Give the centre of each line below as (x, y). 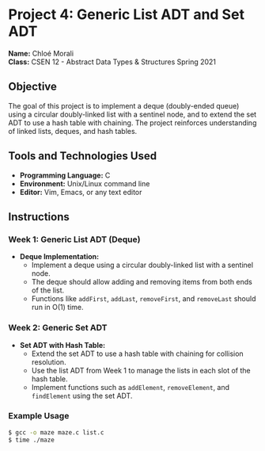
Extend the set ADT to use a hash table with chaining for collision (137, 354)
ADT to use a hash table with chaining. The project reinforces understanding (132, 122)
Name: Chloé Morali (41, 53)
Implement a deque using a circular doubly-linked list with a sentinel (142, 265)
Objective (33, 87)
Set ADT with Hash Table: (62, 345)
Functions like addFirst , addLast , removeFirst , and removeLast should (144, 299)
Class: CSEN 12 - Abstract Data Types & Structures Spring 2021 (112, 62)
